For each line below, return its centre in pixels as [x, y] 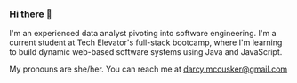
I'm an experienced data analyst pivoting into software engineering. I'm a [143, 34]
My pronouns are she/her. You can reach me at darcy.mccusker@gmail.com [148, 69]
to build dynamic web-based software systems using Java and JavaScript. [146, 52]
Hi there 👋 [31, 14]
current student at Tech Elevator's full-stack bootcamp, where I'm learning [146, 42]
